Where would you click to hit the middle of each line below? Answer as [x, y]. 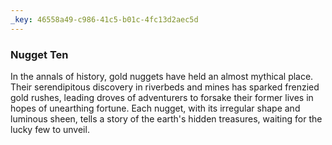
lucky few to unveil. [50, 129]
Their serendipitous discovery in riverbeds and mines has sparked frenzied [165, 87]
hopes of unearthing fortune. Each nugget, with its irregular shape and [155, 108]
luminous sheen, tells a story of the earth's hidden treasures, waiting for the [166, 118]
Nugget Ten [39, 54]
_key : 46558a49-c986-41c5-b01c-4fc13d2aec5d [104, 19]
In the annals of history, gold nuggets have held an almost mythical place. [162, 76]
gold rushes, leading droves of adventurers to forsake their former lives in [162, 97]
